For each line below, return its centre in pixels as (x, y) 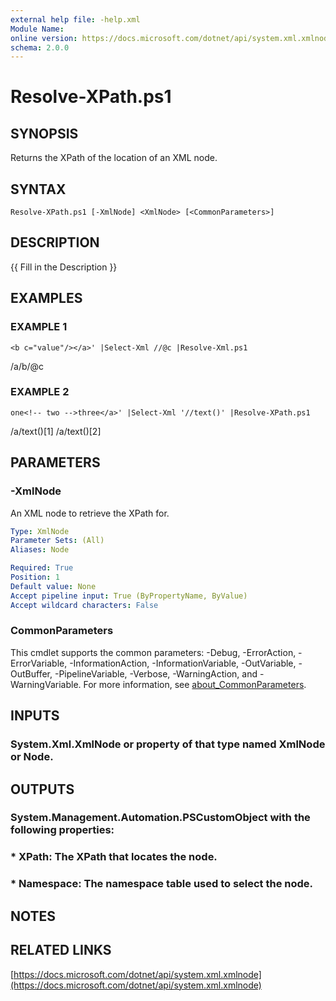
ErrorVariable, (39, 663)
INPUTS (35, 716)
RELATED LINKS (61, 950)
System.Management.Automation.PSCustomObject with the (160, 818)
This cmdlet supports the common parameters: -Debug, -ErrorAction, (153, 652)
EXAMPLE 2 (40, 392)
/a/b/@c (27, 366)
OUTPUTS (42, 789)
